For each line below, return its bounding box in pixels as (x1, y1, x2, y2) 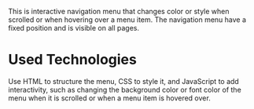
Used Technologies (8, 51, 138, 69)
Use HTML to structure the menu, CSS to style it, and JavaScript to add (8, 76, 240, 85)
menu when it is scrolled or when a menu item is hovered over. (8, 93, 211, 103)
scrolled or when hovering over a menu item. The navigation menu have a (8, 15, 246, 24)
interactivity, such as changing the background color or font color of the (8, 85, 241, 94)
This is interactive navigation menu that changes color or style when (8, 7, 230, 16)
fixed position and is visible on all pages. (8, 24, 140, 32)
